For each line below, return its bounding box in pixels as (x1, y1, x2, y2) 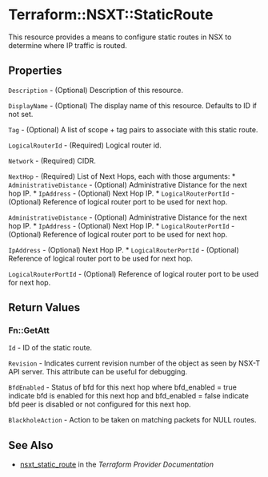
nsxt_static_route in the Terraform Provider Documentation (19, 459, 214, 470)
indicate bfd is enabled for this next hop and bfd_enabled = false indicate (8, 391, 250, 401)
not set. (8, 109, 34, 119)
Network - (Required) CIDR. (8, 156, 96, 165)
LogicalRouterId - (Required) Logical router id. (8, 140, 162, 150)
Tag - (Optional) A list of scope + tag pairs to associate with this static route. (8, 124, 258, 134)
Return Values (8, 301, 81, 314)
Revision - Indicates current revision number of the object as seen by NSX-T (8, 358, 261, 368)
